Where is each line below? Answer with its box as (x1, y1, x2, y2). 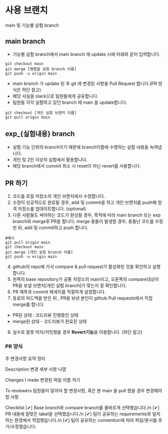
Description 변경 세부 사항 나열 (5, 366, 67, 372)
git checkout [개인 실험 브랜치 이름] (5, 110, 77, 115)
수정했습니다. (11, 423, 37, 429)
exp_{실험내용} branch (5, 129, 75, 138)
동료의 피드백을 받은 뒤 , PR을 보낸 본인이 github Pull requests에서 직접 (12, 295, 153, 301)
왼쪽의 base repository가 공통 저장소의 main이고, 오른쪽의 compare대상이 (12, 276, 159, 282)
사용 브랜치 (5, 5, 48, 16)
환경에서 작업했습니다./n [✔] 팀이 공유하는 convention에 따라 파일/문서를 (14, 417, 157, 423)
